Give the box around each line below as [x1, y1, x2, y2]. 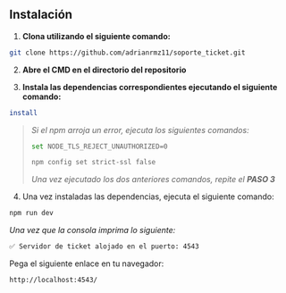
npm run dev [9, 209, 54, 218]
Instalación [9, 7, 73, 22]
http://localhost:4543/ [9, 276, 98, 285]
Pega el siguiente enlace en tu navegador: [9, 258, 164, 269]
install [9, 108, 38, 117]
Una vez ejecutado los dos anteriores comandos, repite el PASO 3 [30, 174, 275, 185]
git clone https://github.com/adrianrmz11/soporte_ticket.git [9, 48, 246, 57]
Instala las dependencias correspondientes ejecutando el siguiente [21, 81, 278, 92]
